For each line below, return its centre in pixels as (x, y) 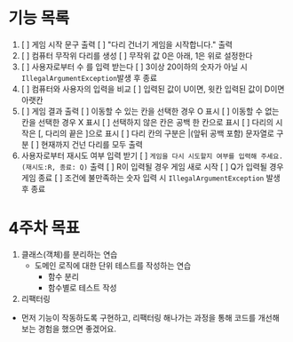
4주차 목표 (44, 228)
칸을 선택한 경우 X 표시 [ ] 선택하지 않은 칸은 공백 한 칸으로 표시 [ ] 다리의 (147, 122)
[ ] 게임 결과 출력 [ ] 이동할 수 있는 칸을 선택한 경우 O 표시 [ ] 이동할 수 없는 (150, 111)
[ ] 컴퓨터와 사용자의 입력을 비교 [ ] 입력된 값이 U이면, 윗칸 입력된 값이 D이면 (153, 89)
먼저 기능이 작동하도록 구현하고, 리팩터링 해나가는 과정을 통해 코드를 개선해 (150, 317)
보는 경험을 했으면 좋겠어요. (69, 329)
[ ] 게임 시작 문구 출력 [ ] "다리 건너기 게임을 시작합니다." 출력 (127, 44)
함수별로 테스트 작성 (82, 287)
